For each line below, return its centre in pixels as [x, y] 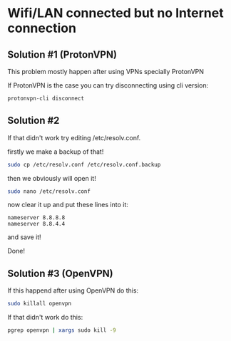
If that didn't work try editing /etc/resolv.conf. [74, 137]
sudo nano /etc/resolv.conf [49, 191]
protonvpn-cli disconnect [46, 98]
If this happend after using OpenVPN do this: [73, 290]
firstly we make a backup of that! [56, 152]
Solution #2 [34, 121]
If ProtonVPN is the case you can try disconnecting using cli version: [108, 85]
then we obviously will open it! [52, 178]
